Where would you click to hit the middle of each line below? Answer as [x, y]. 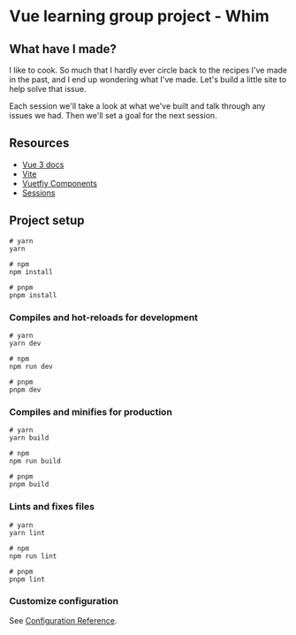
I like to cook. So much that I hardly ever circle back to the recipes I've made [148, 70]
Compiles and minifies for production [91, 411]
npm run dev [31, 366]
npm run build [35, 462]
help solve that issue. [48, 89]
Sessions [38, 193]
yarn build [29, 438]
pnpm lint [27, 579]
